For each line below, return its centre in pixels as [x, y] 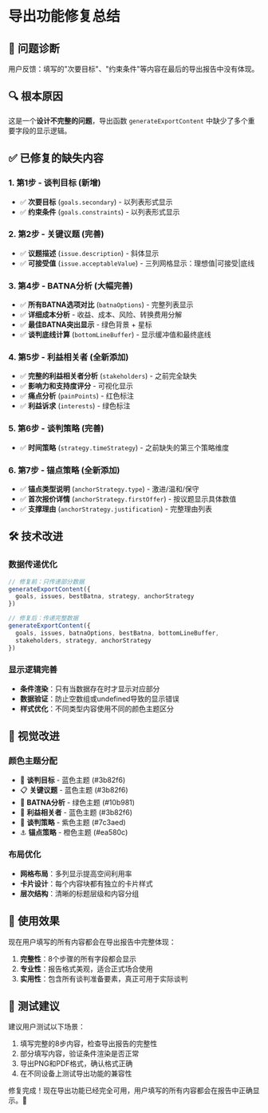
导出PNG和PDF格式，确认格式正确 [76, 1064]
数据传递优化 [33, 564]
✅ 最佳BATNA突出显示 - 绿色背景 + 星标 [86, 324]
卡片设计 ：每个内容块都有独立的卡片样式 [86, 883]
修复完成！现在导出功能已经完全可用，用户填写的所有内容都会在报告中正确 [130, 1091]
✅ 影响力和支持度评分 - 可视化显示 [76, 386]
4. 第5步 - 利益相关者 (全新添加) [69, 357]
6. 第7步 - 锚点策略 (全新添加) [64, 470]
